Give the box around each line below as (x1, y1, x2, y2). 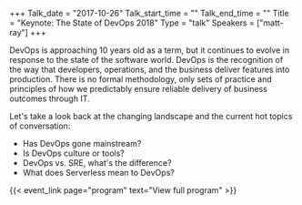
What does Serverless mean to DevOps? (22, 168, 175, 178)
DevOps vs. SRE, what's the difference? (22, 158, 172, 168)
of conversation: (9, 120, 71, 131)
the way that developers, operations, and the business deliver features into (9, 64, 290, 75)
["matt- (256, 17, 284, 28)
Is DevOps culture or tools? (22, 148, 125, 159)
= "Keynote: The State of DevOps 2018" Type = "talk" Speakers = (9, 17, 255, 28)
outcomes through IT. (9, 93, 90, 104)
